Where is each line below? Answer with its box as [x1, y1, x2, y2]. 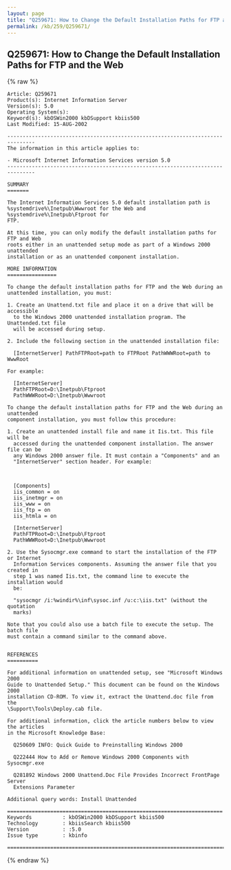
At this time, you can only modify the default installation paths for [7, 229, 217, 236]
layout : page [7, 10, 45, 17]
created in [7, 567, 38, 574]
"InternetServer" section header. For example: [13, 459, 153, 466]
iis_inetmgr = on [13, 495, 63, 501]
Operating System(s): [7, 109, 69, 116]
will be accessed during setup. [13, 326, 107, 333]
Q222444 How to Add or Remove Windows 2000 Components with [13, 754, 189, 761]
